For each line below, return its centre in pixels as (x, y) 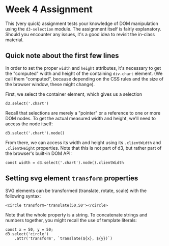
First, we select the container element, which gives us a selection (74, 94)
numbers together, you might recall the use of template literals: (71, 220)
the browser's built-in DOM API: (39, 153)
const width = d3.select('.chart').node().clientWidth (65, 162)
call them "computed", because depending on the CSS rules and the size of (84, 79)
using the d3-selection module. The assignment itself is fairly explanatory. (83, 29)
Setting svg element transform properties (72, 179)
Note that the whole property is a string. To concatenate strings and (76, 214)
